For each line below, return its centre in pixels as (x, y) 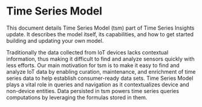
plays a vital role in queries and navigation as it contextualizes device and (98, 84)
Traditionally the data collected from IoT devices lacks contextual (87, 52)
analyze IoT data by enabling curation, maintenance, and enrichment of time (101, 71)
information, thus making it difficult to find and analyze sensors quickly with (100, 59)
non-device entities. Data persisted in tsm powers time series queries (93, 91)
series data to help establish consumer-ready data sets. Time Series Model (100, 78)
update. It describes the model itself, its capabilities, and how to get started (100, 34)
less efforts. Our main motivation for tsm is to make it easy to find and (93, 65)
